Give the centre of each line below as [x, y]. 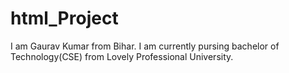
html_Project [64, 18]
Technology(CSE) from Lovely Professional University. [122, 56]
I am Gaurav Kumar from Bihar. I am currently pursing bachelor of [145, 46]
